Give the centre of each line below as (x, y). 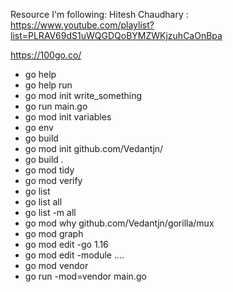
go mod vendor (56, 265)
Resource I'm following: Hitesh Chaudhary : (99, 14)
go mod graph (54, 233)
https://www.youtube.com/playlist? (82, 25)
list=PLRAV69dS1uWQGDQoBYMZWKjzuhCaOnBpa (116, 35)
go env (39, 127)
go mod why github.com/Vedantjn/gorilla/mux (119, 223)
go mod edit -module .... (74, 255)
